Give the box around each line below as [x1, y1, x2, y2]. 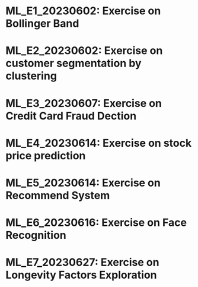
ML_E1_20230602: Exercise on [5, 4, 161, 18]
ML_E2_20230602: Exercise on [5, 44, 163, 58]
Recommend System [5, 188, 110, 202]
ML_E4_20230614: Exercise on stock [5, 136, 192, 150]
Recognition [5, 229, 66, 242]
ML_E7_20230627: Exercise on [5, 256, 159, 269]
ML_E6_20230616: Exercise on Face [5, 216, 187, 229]
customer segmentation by [5, 56, 142, 70]
